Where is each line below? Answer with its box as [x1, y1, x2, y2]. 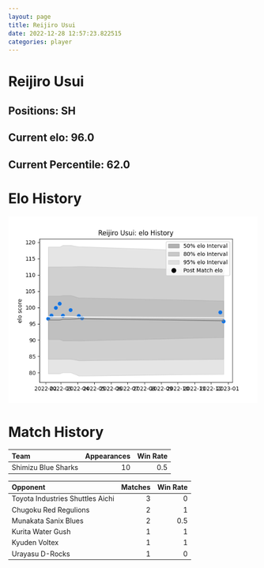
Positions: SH [8, 103, 77, 118]
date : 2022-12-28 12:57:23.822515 [8, 29, 123, 37]
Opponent [11, 483, 46, 492]
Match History [8, 423, 104, 441]
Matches [121, 483, 151, 492]
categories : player [8, 38, 73, 46]
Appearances [85, 451, 130, 461]
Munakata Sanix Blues [11, 516, 85, 525]
